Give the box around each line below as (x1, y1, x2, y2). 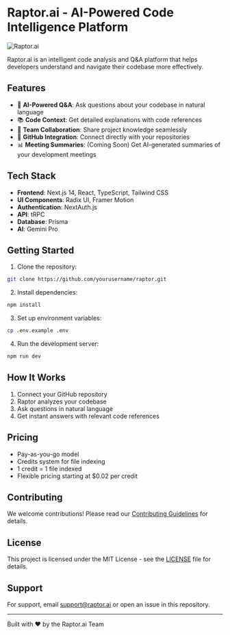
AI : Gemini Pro (16, 225, 58, 233)
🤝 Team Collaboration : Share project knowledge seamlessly (16, 125, 187, 134)
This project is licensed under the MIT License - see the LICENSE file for (7, 555, 211, 563)
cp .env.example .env (7, 327, 69, 334)
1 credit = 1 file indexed (16, 464, 82, 473)
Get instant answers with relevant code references (16, 412, 159, 420)
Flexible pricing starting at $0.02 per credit (16, 471, 138, 480)
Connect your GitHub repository (16, 390, 107, 398)
